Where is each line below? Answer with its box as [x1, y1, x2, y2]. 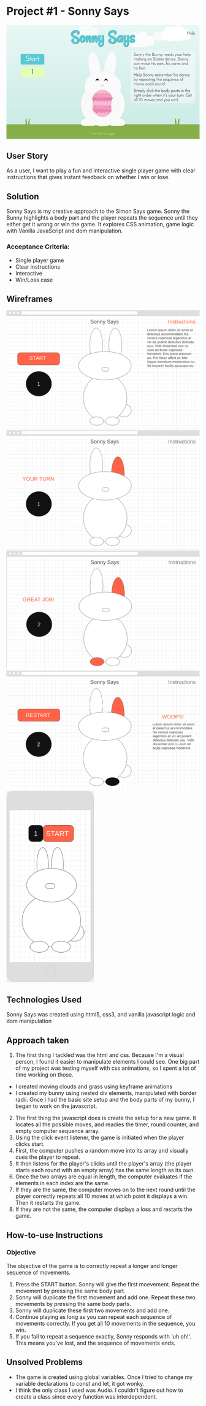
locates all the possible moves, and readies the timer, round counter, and [15, 1121, 199, 1128]
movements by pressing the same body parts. [15, 1300, 132, 1307]
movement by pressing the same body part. [15, 1287, 126, 1294]
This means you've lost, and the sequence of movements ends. [15, 1339, 176, 1346]
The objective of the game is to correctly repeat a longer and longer [6, 1262, 178, 1269]
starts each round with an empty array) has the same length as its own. [15, 1167, 195, 1174]
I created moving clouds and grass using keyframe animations [15, 1083, 173, 1090]
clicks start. [15, 1140, 45, 1148]
